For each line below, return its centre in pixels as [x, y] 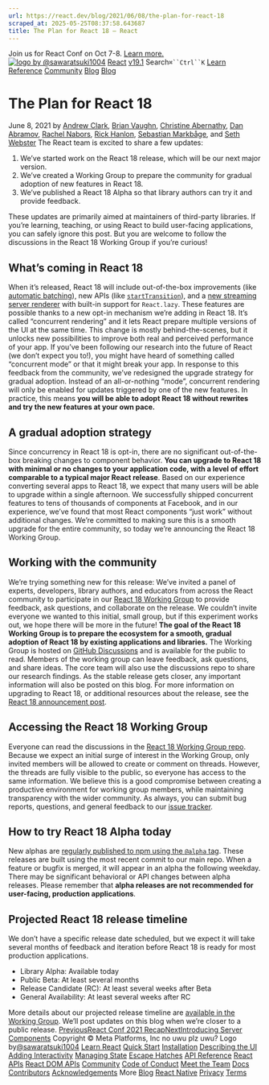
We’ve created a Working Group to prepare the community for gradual [136, 176]
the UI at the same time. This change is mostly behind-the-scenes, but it [128, 330]
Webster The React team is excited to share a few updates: [106, 143]
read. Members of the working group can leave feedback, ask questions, [128, 659]
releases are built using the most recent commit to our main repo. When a [130, 859]
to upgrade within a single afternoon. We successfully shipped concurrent [131, 494]
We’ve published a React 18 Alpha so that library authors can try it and [136, 193]
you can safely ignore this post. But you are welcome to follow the [118, 234]
